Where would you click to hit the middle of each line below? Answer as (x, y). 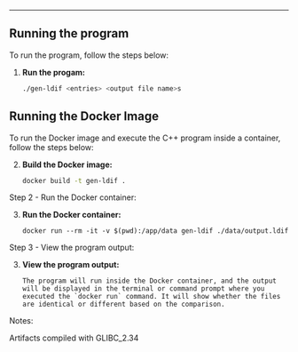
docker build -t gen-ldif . (74, 180)
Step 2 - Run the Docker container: (73, 197)
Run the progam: (54, 72)
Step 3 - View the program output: (72, 248)
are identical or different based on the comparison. (123, 304)
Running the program (69, 33)
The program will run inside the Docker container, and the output (149, 281)
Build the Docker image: (67, 164)
